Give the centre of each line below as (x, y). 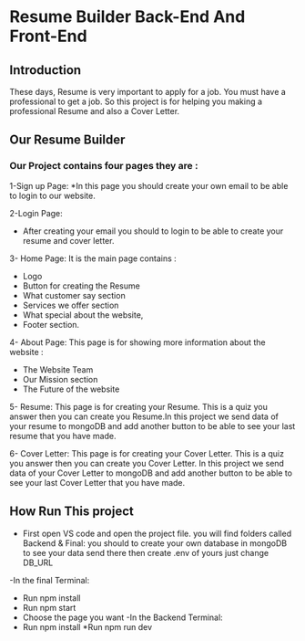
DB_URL (38, 562)
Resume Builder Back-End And (127, 17)
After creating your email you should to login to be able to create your (153, 231)
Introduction (46, 70)
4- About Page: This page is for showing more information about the (137, 342)
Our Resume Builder (67, 140)
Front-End (49, 36)
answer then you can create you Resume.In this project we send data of (144, 416)
